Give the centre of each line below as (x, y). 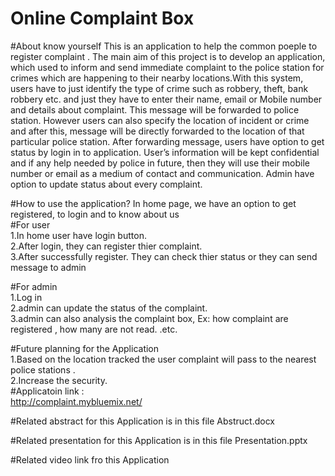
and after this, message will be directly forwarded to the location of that (157, 131)
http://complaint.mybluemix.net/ (76, 401)
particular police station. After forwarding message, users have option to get (167, 141)
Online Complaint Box (102, 18)
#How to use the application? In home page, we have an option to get (153, 203)
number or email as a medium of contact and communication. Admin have (162, 173)
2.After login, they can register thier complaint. (106, 246)
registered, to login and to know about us (95, 214)
